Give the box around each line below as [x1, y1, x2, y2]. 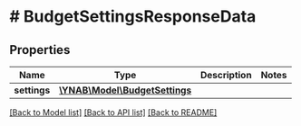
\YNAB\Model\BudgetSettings [58, 84, 192, 96]
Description [199, 69, 252, 81]
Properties [9, 42, 71, 58]
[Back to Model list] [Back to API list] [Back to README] [9, 107, 218, 118]
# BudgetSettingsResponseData [9, 6, 257, 27]
